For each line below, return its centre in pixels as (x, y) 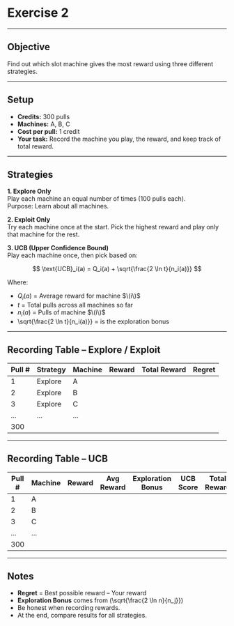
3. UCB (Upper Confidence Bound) (58, 248)
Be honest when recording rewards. (69, 608)
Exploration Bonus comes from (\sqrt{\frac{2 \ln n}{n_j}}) (100, 600)
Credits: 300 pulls (44, 116)
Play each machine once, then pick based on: (72, 255)
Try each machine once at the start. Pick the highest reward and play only (113, 227)
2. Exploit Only (29, 220)
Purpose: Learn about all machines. (58, 206)
